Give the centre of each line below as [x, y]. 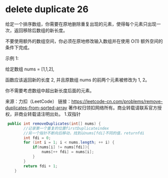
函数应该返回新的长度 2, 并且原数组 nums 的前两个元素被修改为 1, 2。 [77, 80]
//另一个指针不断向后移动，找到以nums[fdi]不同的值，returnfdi [84, 133]
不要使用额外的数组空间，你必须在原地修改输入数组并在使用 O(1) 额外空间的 [84, 41]
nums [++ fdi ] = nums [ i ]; [68, 152]
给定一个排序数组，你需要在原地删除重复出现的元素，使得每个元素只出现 [81, 24]
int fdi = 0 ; [37, 138]
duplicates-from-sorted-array [36, 108]
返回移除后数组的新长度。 [41, 30]
